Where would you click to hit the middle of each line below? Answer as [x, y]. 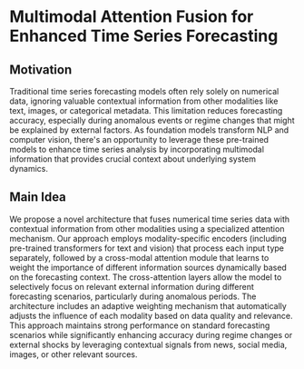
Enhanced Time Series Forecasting [144, 36]
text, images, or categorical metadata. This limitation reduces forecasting [146, 110]
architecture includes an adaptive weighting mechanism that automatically [148, 305]
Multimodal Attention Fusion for [132, 17]
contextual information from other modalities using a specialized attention [147, 228]
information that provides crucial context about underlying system [133, 159]
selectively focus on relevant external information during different [132, 286]
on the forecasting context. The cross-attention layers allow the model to [146, 277]
